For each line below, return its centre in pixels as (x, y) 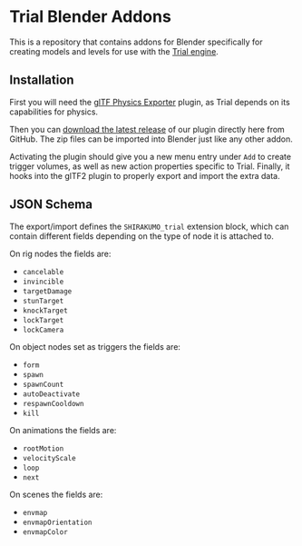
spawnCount (43, 384)
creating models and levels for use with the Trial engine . (114, 51)
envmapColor (45, 532)
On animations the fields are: (63, 430)
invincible (43, 282)
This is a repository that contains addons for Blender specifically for (136, 42)
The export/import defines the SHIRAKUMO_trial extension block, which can (149, 226)
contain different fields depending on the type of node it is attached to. (142, 236)
